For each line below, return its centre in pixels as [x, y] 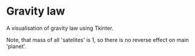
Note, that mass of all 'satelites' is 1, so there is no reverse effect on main [98, 40]
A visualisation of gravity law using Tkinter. [60, 28]
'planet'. [16, 46]
